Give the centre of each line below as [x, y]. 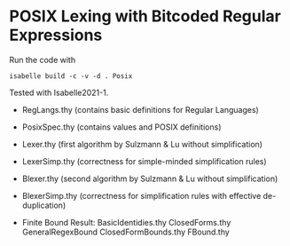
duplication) [44, 205]
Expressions [56, 35]
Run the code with [43, 60]
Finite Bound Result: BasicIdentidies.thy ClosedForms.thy [126, 222]
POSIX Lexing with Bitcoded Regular [145, 16]
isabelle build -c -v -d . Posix [71, 76]
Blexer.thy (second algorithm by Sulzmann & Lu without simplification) [150, 179]
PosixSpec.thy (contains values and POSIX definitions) [121, 127]
